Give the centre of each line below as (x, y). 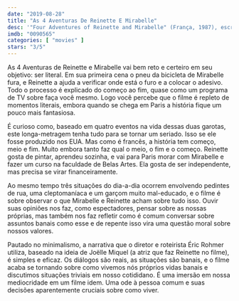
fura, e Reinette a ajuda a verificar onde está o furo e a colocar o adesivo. (115, 82)
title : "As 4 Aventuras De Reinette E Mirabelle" (83, 21)
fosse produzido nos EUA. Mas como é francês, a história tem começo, (112, 142)
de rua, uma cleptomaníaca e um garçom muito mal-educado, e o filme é (114, 193)
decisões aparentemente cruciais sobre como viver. (83, 290)
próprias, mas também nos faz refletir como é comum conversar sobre (111, 216)
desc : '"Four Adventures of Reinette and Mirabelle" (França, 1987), (113, 27)
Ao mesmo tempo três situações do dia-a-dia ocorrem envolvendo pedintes (118, 185)
